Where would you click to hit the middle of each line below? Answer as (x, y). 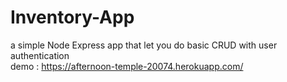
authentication (40, 55)
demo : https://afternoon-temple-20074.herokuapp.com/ (127, 66)
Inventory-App (72, 17)
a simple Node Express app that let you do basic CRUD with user (144, 45)
